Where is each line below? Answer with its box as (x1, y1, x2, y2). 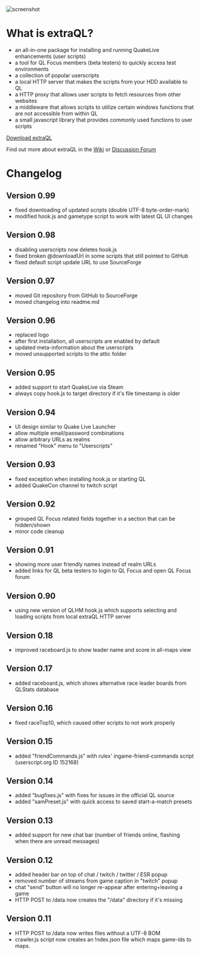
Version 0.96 (6, 315, 56, 325)
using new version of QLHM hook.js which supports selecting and (14, 607, 177, 614)
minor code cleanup (14, 527, 64, 535)
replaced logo (14, 331, 50, 338)
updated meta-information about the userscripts (14, 344, 134, 351)
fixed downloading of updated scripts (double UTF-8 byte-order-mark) (14, 206, 189, 213)
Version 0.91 (6, 545, 54, 556)
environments (14, 65, 49, 72)
